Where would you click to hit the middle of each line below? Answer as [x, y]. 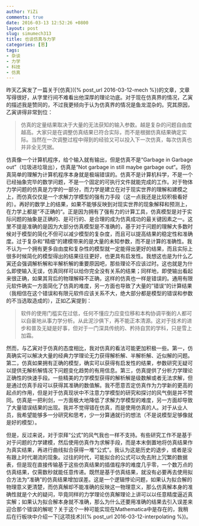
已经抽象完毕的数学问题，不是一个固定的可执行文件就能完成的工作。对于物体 [99, 182]
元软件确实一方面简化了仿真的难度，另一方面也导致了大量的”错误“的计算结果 [99, 286]
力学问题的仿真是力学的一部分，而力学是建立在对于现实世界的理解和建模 [94, 189]
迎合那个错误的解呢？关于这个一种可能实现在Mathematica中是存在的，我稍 [97, 509]
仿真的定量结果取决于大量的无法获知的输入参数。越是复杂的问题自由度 [106, 125]
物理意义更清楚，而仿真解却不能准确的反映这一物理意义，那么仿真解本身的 [97, 487]
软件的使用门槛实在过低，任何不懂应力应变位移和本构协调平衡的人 [101, 313]
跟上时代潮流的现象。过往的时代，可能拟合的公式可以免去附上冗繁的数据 [99, 457]
